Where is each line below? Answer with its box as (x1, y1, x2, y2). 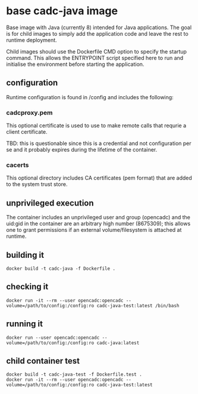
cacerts (6, 160, 29, 169)
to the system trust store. (6, 181, 68, 188)
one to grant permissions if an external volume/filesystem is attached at (6, 226, 182, 234)
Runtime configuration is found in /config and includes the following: (6, 93, 174, 100)
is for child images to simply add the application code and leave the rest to (6, 30, 188, 37)
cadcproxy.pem (6, 108, 53, 116)
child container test (6, 355, 80, 366)
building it (6, 250, 45, 260)
